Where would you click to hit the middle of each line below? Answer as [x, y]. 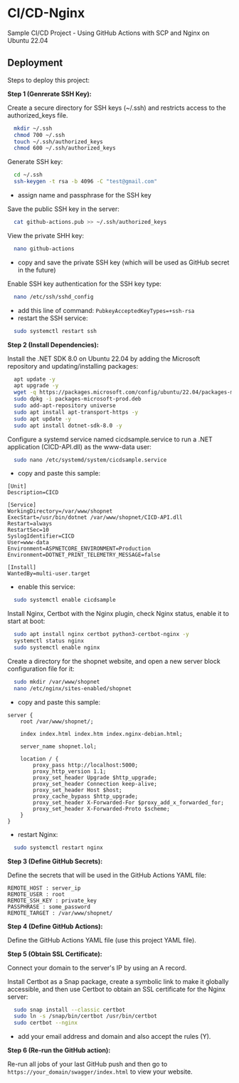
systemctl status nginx [49, 641]
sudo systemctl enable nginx [57, 647]
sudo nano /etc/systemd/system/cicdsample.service [90, 460]
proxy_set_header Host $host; [78, 790]
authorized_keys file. [38, 115]
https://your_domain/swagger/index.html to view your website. [100, 1072]
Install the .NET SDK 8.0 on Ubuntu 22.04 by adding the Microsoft [104, 359]
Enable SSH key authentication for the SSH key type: [85, 284]
